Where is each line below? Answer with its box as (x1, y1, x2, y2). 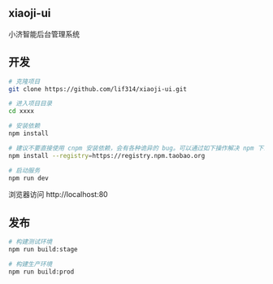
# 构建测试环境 (8, 238, 53, 247)
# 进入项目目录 (8, 99, 53, 108)
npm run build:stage (8, 246, 79, 254)
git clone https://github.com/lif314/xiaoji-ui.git (8, 85, 187, 93)
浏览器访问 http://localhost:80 (8, 190, 108, 199)
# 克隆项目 (8, 77, 41, 85)
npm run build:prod (8, 268, 75, 276)
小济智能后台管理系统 (8, 28, 80, 39)
